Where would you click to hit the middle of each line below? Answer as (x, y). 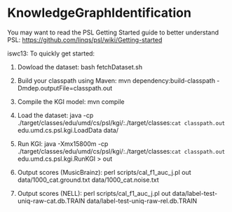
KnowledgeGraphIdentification (99, 13)
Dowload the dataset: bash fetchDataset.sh (80, 67)
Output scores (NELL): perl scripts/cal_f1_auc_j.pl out (94, 193)
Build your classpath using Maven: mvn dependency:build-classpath (116, 80)
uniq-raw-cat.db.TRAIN (51, 201)
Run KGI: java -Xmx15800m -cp (63, 144)
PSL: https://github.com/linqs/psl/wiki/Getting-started (85, 39)
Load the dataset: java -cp (55, 115)
